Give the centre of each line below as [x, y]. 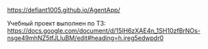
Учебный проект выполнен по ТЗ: [56, 23]
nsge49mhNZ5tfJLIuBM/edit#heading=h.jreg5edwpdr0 [85, 38]
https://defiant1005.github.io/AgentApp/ [64, 10]
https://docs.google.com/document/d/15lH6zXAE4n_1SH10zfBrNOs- [104, 31]
